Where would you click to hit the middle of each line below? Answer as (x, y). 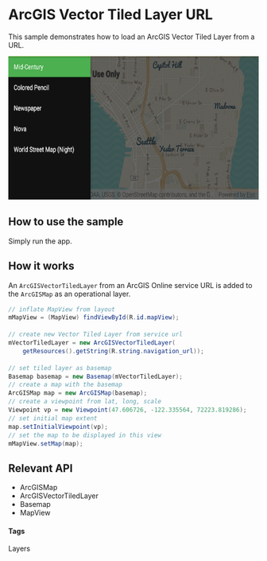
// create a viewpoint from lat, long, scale (85, 402)
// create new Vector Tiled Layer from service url (95, 335)
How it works (41, 266)
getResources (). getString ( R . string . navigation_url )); (113, 351)
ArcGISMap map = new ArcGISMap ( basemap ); (78, 393)
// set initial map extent (53, 418)
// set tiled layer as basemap (60, 368)
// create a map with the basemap (66, 385)
